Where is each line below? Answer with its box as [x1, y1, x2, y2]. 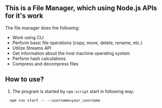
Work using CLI [12, 34, 44, 40]
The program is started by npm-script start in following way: [12, 88, 135, 94]
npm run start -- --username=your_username [9, 98, 100, 103]
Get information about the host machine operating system [12, 50, 130, 56]
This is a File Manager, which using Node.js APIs [5, 4, 157, 12]
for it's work [5, 12, 43, 20]
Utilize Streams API [12, 45, 52, 51]
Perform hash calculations [12, 55, 66, 61]
